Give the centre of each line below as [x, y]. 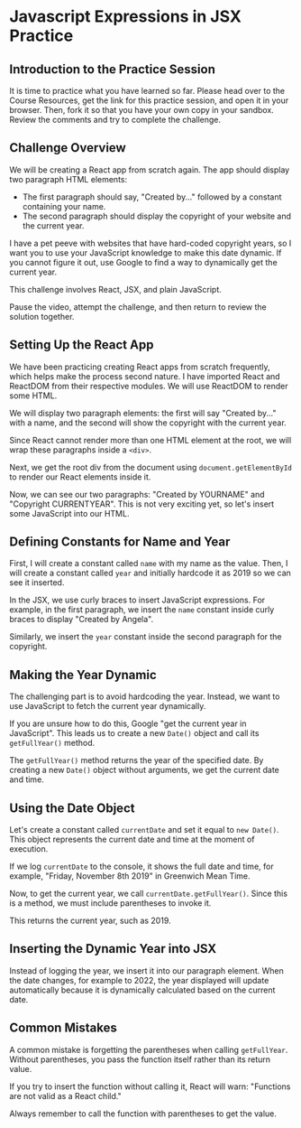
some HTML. [33, 396]
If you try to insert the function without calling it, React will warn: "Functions [150, 1086]
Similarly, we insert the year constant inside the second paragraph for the [146, 637]
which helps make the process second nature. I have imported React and [145, 376]
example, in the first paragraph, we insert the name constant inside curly [142, 610]
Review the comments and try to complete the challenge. [115, 120]
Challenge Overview [68, 148]
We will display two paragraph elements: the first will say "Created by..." [143, 413]
